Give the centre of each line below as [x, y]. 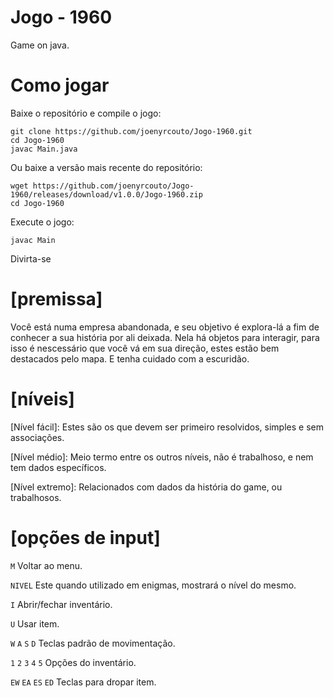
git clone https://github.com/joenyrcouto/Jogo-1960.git [131, 131]
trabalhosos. [36, 497]
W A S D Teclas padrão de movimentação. [93, 643]
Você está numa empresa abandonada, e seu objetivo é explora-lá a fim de [165, 327]
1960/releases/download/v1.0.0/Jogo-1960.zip [106, 194]
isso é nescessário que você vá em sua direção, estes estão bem [145, 348]
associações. [37, 437]
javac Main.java [44, 149]
